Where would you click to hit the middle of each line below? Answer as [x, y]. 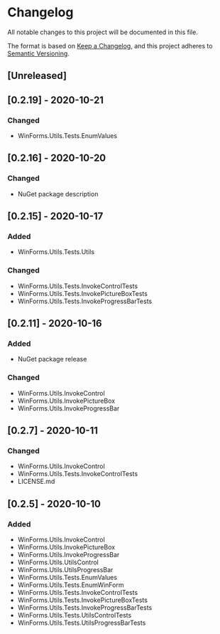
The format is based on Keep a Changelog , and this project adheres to [110, 46]
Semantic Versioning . [38, 53]
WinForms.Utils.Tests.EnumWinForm [71, 585]
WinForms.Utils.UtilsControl [58, 562]
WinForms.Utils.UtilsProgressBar [65, 570]
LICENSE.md [36, 482]
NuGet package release [52, 359]
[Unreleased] [37, 76]
